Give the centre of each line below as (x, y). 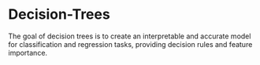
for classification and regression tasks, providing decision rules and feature (130, 44)
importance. (28, 52)
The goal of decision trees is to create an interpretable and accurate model (130, 36)
